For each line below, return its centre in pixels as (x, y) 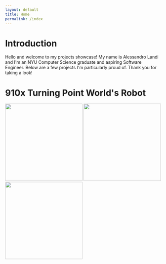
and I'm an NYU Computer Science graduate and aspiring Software (73, 62)
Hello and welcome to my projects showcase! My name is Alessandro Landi (82, 57)
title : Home (17, 14)
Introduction (31, 43)
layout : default (22, 10)
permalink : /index (24, 19)
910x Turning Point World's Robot (76, 93)
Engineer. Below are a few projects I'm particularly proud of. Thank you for (81, 68)
